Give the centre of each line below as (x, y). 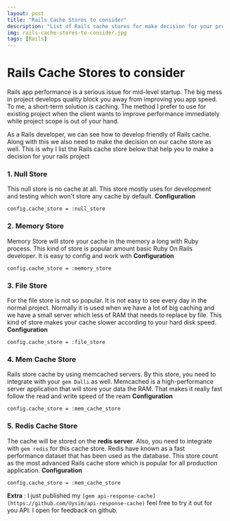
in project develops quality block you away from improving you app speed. (112, 100)
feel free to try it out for (180, 502)
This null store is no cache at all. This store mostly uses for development (109, 189)
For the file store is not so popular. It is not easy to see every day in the (107, 300)
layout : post (26, 13)
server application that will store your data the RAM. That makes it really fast (115, 389)
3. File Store (27, 286)
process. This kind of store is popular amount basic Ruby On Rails (100, 248)
